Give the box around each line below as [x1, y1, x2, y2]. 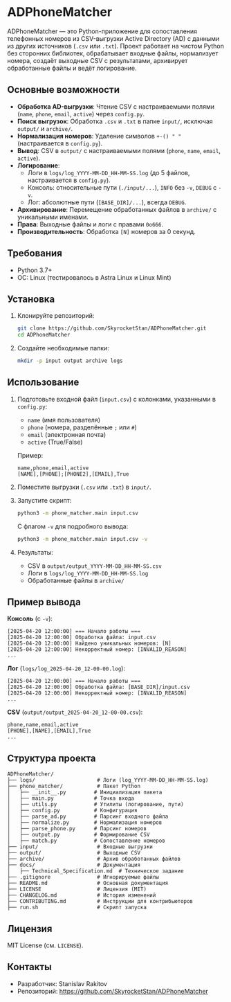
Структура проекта [7, 752, 96, 764]
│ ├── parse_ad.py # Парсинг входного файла [7, 813, 169, 821]
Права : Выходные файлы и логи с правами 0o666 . [17, 220, 164, 229]
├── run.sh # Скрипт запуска [7, 904, 147, 911]
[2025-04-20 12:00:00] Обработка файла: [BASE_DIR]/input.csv [7, 683, 190, 691]
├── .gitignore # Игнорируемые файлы [7, 874, 159, 881]
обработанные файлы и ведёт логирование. [7, 64, 137, 72]
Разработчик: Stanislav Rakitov [17, 979, 107, 987]
